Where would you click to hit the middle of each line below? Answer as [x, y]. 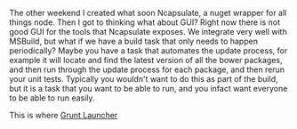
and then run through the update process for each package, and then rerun [147, 69]
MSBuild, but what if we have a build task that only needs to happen [133, 41]
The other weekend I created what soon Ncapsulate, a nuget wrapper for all [148, 13]
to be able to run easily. [52, 98]
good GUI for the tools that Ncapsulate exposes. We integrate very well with [148, 32]
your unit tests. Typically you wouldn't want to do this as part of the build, [144, 79]
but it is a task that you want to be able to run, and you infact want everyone [148, 89]
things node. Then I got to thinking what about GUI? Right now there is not [145, 22]
